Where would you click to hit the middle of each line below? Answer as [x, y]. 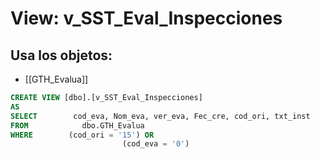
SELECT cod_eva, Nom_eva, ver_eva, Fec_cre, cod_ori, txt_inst [160, 116]
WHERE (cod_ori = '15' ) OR [82, 135]
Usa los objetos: [61, 55]
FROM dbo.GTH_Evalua [77, 125]
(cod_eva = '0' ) [155, 144]
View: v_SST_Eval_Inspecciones [146, 18]
